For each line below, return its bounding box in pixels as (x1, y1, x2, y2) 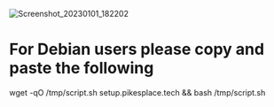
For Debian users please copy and (9, 40, 264, 59)
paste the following (9, 58, 154, 79)
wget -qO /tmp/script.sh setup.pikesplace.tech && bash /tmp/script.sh (9, 87, 266, 97)
